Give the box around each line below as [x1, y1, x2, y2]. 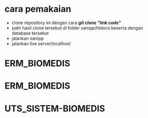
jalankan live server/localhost [11, 40, 71, 46]
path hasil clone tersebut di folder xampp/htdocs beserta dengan [11, 25, 143, 30]
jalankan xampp [11, 35, 44, 41]
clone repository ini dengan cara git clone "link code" [11, 20, 121, 26]
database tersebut [11, 30, 49, 36]
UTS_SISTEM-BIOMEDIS [4, 103, 105, 114]
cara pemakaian [4, 3, 72, 15]
